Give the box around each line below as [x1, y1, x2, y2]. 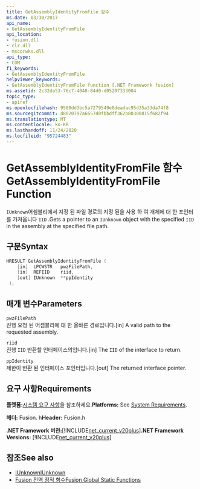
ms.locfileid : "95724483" [6, 133, 71, 140]
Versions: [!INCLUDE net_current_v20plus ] [6, 433, 112, 440]
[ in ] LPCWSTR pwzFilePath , [17, 263, 94, 270]
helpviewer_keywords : [6, 76, 61, 83]
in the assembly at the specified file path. [6, 222, 109, 229]
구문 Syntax [6, 241, 48, 252]
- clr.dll [6, 43, 31, 49]
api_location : [6, 32, 42, 38]
